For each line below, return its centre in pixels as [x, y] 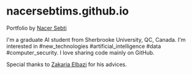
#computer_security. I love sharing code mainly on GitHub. [80, 52]
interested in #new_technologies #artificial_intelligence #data [84, 46]
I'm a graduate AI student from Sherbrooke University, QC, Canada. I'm [96, 39]
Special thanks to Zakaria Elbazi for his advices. [67, 64]
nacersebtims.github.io [67, 11]
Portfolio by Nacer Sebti [36, 28]
